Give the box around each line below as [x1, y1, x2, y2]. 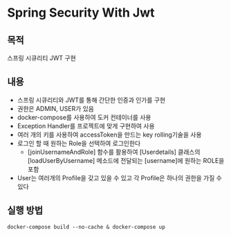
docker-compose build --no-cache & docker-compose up [7, 223, 166, 230]
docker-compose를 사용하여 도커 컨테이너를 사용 [17, 113, 151, 121]
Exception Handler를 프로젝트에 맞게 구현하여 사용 [17, 121, 155, 130]
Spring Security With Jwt [7, 5, 155, 21]
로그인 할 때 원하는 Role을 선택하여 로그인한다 [17, 139, 141, 147]
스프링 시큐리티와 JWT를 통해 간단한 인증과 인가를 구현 [17, 96, 166, 104]
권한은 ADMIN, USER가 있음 [17, 104, 95, 112]
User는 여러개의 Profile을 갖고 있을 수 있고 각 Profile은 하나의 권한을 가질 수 [17, 173, 223, 182]
